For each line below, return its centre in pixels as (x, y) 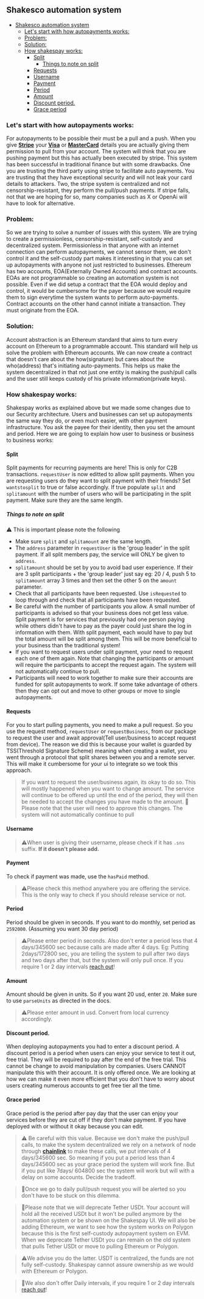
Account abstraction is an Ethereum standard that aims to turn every (92, 339)
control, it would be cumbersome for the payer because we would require (98, 291)
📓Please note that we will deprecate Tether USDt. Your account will (105, 1207)
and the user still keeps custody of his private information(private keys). (97, 378)
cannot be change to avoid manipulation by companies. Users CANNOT (96, 1066)
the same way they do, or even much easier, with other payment (87, 421)
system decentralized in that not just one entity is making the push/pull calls (101, 372)
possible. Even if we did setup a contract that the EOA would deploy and (97, 284)
